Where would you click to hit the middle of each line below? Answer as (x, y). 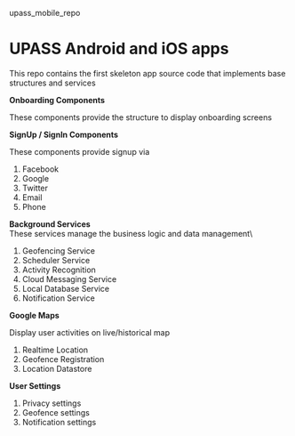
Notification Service (58, 298)
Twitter (35, 188)
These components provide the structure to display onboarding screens (141, 117)
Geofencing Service (59, 250)
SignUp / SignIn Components (64, 134)
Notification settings (59, 422)
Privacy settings (52, 403)
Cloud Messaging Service (69, 279)
